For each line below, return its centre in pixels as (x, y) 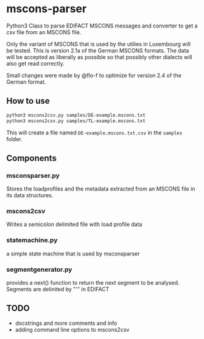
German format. (26, 82)
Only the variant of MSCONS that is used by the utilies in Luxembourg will (98, 44)
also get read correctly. (36, 64)
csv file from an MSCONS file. (44, 32)
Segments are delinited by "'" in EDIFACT (58, 290)
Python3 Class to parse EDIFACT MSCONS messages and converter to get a (102, 26)
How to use (28, 101)
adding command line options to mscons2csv (72, 329)
